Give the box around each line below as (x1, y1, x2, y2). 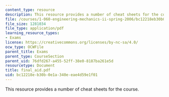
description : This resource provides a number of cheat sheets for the (5, 12, 158, 17)
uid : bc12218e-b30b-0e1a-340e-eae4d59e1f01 (5, 72, 98, 77)
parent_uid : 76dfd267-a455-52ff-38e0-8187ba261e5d (5, 58, 114, 63)
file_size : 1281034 (5, 21, 46, 26)
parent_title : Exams (5, 49, 49, 54)
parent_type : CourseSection (5, 53, 64, 59)
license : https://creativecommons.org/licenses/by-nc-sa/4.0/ (5, 40, 138, 45)
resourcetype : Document (5, 63, 55, 68)
